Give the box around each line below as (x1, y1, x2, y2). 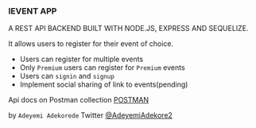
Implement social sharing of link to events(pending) (19, 80, 188, 89)
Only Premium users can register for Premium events (19, 63, 185, 72)
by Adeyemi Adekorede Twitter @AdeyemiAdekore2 (8, 111, 173, 120)
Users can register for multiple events (19, 54, 144, 64)
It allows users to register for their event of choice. (8, 39, 173, 48)
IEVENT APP (8, 6, 57, 17)
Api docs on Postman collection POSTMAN (8, 95, 149, 105)
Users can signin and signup (19, 72, 115, 81)
